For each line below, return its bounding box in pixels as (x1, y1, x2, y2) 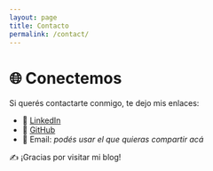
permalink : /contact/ (9, 29, 90, 38)
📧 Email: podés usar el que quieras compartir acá (21, 134, 204, 145)
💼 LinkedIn (21, 115, 61, 126)
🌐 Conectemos (9, 68, 122, 88)
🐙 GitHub (21, 125, 56, 135)
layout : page (9, 12, 58, 22)
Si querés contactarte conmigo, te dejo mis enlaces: (9, 98, 200, 109)
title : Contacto (9, 21, 69, 30)
